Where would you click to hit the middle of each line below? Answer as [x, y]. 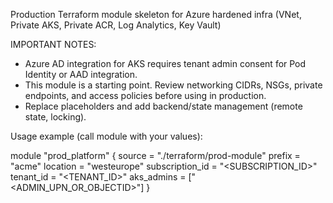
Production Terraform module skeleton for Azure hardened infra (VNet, [156, 14]
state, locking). [55, 117]
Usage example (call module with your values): [106, 136]
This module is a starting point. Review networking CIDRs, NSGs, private [173, 85]
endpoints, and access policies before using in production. [145, 95]
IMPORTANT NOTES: [53, 44]
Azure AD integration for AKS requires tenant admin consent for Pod [165, 63]
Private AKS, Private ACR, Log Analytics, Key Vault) [116, 25]
